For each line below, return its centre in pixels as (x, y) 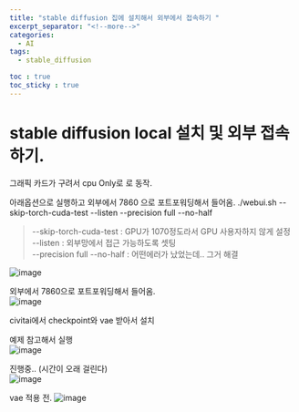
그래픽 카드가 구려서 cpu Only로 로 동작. (81, 182)
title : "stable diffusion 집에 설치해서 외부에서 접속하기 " (114, 18)
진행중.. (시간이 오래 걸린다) (58, 368)
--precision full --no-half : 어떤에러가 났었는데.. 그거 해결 (135, 254)
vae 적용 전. (31, 397)
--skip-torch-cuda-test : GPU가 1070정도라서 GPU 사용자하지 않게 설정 (161, 231)
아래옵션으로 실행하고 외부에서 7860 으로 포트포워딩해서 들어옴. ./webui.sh (143, 202)
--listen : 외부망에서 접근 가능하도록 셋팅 (103, 242)
